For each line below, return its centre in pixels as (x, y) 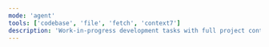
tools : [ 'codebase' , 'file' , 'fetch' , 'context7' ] (94, 23)
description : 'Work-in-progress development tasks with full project (127, 30)
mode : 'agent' (32, 16)
